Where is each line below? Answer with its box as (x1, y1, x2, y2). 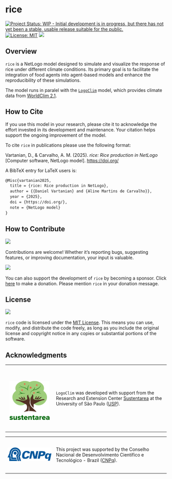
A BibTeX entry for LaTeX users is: (5, 167, 77, 173)
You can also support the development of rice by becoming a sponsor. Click (5, 275, 167, 281)
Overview (5, 47, 37, 56)
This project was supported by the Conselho (56, 446, 149, 452)
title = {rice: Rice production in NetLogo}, (10, 183, 109, 189)
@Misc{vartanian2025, (5, 178, 52, 183)
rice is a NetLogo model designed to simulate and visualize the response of (5, 61, 165, 67)
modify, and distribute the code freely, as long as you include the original (5, 325, 159, 331)
